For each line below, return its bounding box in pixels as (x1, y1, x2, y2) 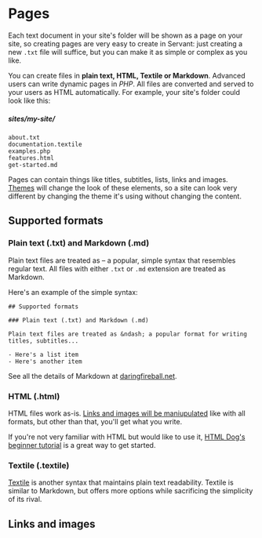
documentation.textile (8, 140, 82, 148)
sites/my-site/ (8, 114, 56, 123)
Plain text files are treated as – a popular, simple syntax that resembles (8, 256, 236, 265)
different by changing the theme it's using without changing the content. (8, 191, 242, 201)
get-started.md (8, 161, 58, 169)
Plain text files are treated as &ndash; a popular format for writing (8, 330, 247, 338)
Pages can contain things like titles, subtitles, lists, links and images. (8, 174, 229, 184)
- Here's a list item (8, 351, 79, 358)
